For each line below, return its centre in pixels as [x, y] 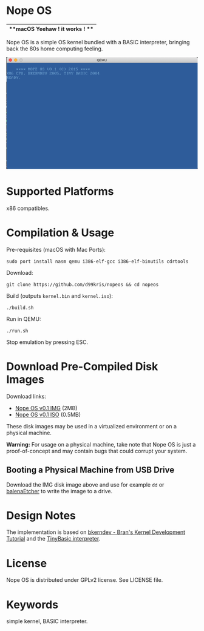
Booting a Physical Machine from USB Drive [90, 470]
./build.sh [20, 308]
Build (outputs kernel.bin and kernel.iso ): [60, 295]
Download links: [26, 396]
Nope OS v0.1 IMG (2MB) [46, 408]
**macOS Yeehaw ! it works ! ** [51, 29]
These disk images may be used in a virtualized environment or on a [92, 426]
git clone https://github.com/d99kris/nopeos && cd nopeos [83, 285]
